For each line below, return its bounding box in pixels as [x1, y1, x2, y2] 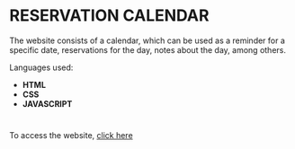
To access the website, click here [9, 130, 133, 141]
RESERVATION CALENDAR [9, 5, 210, 26]
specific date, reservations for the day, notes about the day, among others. [9, 44, 286, 55]
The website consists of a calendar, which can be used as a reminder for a [9, 35, 286, 46]
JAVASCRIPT [22, 98, 73, 109]
